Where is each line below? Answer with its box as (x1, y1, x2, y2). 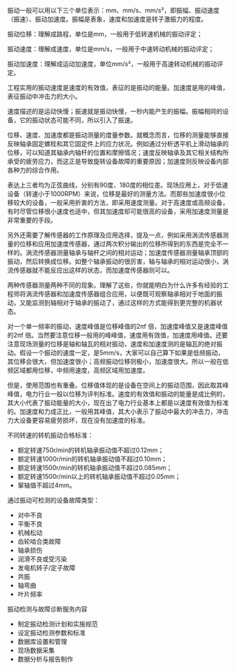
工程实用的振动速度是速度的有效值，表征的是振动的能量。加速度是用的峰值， (7, 84, 229, 91)
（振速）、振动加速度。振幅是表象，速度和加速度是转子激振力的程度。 (7, 15, 207, 23)
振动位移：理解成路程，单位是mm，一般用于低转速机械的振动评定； (7, 30, 203, 38)
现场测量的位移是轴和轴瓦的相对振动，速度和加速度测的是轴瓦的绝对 (19, 340, 216, 348)
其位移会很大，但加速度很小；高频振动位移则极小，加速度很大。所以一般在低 (7, 357, 229, 365)
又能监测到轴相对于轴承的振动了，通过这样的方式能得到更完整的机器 (19, 298, 216, 307)
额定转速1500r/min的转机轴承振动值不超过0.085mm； (17, 464, 173, 472)
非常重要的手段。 (7, 216, 57, 224)
